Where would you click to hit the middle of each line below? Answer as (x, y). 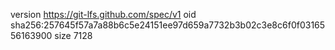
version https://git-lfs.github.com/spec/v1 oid (103, 14)
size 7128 (73, 35)
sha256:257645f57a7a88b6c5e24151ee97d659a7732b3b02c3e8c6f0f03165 (168, 25)
